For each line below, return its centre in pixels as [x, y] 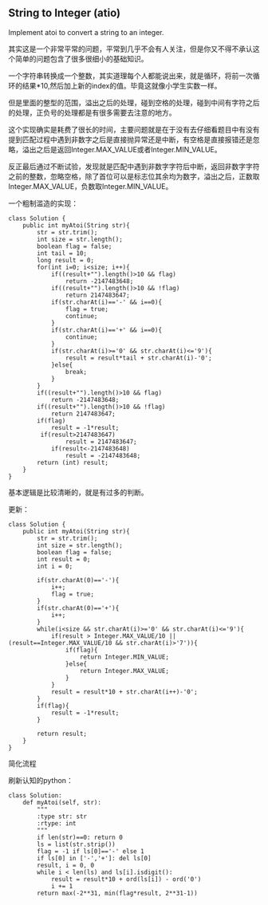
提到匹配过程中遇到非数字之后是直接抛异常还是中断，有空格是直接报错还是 [130, 140]
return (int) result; [73, 462]
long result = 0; [65, 260]
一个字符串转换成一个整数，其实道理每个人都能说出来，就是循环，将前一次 [130, 76]
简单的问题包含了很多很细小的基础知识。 [81, 58]
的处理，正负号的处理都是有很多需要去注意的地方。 [92, 112]
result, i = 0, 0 [65, 865]
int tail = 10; [62, 253]
